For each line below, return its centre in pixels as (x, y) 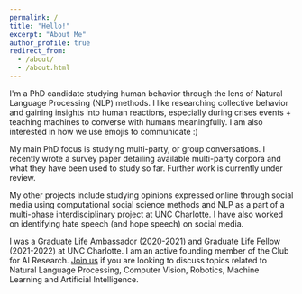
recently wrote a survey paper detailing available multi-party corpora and (145, 158)
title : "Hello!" (40, 26)
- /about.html (44, 68)
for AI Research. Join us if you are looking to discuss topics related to (138, 260)
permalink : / (34, 18)
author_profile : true (50, 43)
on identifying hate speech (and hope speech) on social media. (127, 223)
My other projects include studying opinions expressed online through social (151, 195)
